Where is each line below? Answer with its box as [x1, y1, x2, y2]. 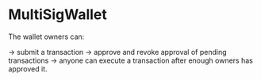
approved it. [8, 64, 48, 73]
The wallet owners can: [8, 32, 85, 41]
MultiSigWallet [8, 6, 107, 24]
